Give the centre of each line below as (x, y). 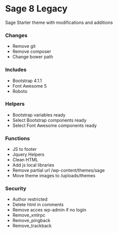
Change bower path (33, 57)
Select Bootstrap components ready (49, 120)
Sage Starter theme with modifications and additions (59, 22)
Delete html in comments (38, 205)
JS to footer (24, 149)
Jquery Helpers (28, 154)
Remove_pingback (31, 221)
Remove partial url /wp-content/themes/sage (59, 170)
